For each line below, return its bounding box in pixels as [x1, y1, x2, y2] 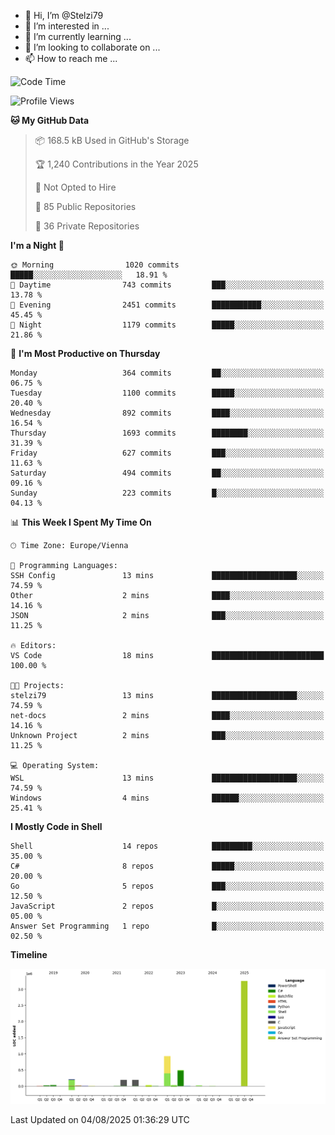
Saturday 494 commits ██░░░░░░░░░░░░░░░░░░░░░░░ [10, 468, 325, 478]
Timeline [10, 949, 48, 960]
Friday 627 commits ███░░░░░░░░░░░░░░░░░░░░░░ [10, 448, 325, 458]
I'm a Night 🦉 [10, 240, 65, 251]
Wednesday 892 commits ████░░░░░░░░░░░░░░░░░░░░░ [10, 408, 325, 418]
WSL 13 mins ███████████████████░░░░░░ [10, 773, 325, 783]
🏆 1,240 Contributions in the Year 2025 [34, 158, 199, 170]
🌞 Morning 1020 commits [10, 260, 180, 270]
